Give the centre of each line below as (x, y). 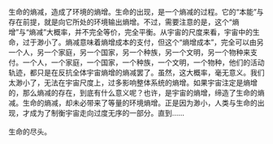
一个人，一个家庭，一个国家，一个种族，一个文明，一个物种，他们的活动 (143, 62)
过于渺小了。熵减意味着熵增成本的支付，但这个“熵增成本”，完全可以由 (140, 42)
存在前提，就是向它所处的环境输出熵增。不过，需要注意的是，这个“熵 (124, 22)
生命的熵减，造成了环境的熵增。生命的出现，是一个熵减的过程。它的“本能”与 (136, 12)
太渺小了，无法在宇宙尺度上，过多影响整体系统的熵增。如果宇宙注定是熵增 (133, 83)
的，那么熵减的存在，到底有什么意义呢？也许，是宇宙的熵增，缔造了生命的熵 (136, 93)
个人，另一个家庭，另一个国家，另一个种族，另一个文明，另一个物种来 (132, 52)
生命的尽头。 (30, 131)
